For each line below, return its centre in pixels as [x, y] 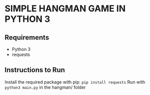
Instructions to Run [35, 70]
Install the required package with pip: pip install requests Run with [75, 82]
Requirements [27, 37]
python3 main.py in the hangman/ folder [45, 87]
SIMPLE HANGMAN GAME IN [65, 9]
